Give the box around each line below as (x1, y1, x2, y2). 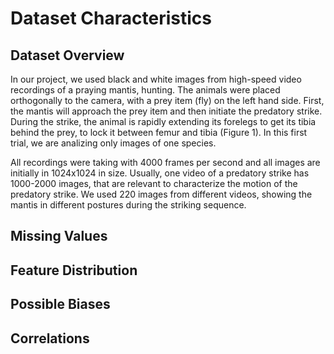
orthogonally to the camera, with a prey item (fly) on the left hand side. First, (10, 95, 325, 106)
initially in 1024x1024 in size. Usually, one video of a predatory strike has (10, 167, 310, 179)
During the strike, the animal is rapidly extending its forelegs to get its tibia (10, 116, 317, 127)
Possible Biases (10, 296, 111, 313)
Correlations (10, 330, 90, 347)
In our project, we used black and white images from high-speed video (10, 73, 302, 85)
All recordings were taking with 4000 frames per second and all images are (10, 157, 321, 168)
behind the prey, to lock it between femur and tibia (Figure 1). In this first (10, 127, 308, 138)
